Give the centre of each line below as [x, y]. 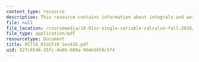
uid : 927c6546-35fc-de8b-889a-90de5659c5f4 [61, 50]
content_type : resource [36, 12]
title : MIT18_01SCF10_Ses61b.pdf [47, 45]
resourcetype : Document [36, 39]
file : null [20, 22]
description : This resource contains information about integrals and [95, 17]
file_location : [25, 28]
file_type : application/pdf [41, 34]
